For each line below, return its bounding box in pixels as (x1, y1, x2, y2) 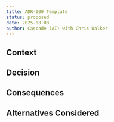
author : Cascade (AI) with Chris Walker (6, 25, 109, 32)
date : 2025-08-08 (6, 20, 50, 26)
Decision (6, 68, 40, 78)
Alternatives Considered (6, 108, 100, 118)
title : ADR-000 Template (6, 8, 68, 15)
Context (6, 47, 37, 57)
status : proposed (6, 14, 50, 20)
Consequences (6, 87, 64, 98)
